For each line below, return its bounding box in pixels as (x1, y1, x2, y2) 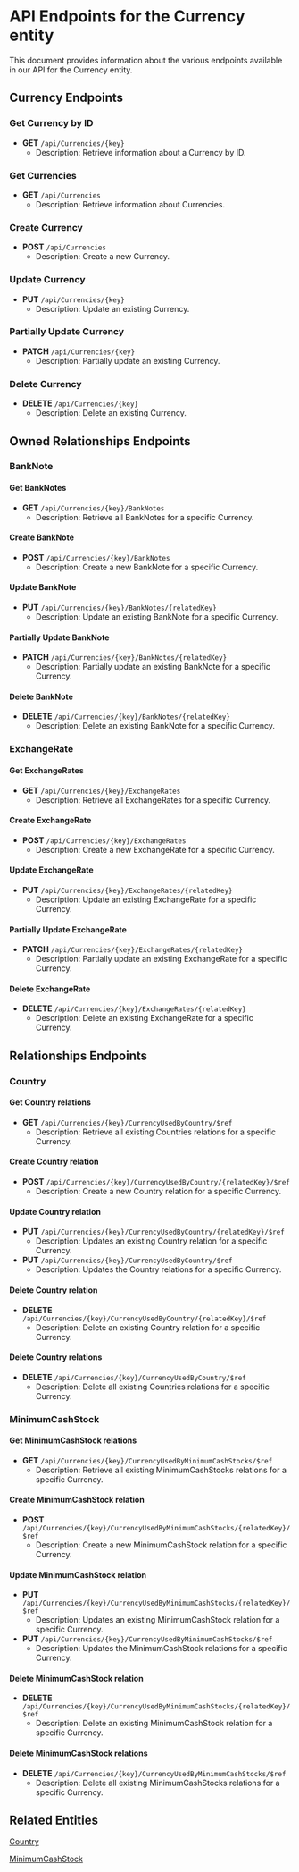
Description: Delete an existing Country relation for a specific (35, 1321, 261, 1333)
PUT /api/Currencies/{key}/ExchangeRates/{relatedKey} (21, 884, 234, 895)
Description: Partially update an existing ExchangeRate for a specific (35, 954, 287, 965)
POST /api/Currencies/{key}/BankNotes (21, 552, 170, 562)
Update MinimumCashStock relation (9, 1569, 147, 1580)
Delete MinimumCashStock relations (9, 1748, 148, 1758)
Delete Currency (9, 377, 82, 390)
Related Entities (9, 1813, 98, 1828)
